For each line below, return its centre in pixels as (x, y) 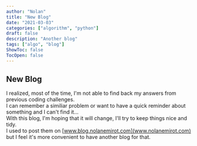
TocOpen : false (25, 55)
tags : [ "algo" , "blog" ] (35, 45)
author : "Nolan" (26, 11)
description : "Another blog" (42, 39)
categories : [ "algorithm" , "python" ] (52, 28)
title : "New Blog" (29, 17)
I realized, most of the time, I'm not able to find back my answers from (91, 93)
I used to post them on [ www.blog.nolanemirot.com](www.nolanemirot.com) (99, 131)
